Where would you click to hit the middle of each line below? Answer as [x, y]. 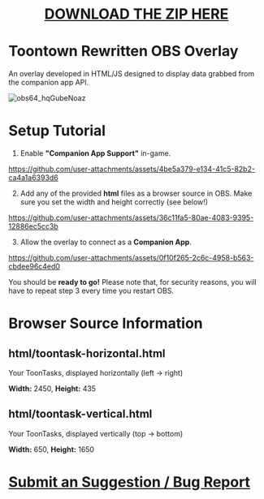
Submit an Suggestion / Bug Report [129, 482]
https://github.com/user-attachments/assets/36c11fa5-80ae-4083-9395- [131, 218]
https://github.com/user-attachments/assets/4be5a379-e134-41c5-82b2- [132, 169]
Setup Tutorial [57, 131]
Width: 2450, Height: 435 [52, 389]
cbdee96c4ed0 [35, 267]
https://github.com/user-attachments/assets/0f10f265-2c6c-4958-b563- [131, 258]
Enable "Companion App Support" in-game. [95, 153]
